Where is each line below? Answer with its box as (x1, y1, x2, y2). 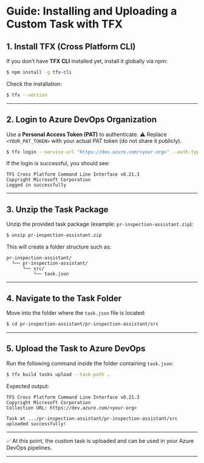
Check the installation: (6, 80, 63, 87)
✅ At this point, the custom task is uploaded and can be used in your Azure (6, 437, 194, 444)
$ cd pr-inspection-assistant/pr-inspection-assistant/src (6, 321, 159, 327)
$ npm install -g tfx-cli (6, 69, 72, 75)
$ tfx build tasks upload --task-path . (6, 371, 110, 377)
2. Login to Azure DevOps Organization (6, 114, 157, 125)
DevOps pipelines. (6, 444, 52, 451)
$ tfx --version (6, 92, 47, 98)
